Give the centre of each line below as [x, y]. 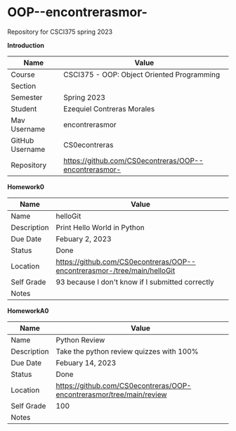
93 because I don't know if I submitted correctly [135, 282]
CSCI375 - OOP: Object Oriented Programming [142, 75]
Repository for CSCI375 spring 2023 [60, 32]
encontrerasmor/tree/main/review [111, 394]
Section [24, 86]
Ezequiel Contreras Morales [109, 108]
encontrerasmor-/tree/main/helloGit [116, 270]
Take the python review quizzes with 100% [127, 351]
